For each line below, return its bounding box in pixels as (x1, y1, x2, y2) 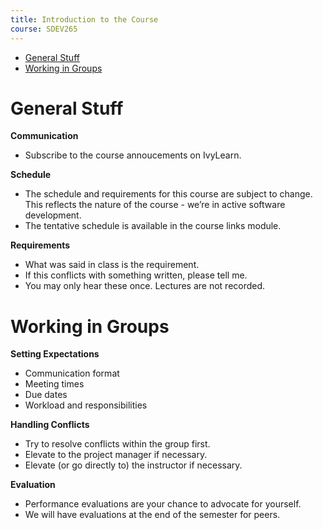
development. (24, 209, 82, 221)
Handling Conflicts (10, 419, 90, 431)
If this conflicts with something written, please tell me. (24, 269, 248, 281)
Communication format (24, 367, 120, 380)
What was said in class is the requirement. (24, 259, 200, 271)
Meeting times (24, 378, 85, 390)
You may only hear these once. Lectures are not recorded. (24, 280, 266, 292)
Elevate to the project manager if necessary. (24, 449, 208, 461)
